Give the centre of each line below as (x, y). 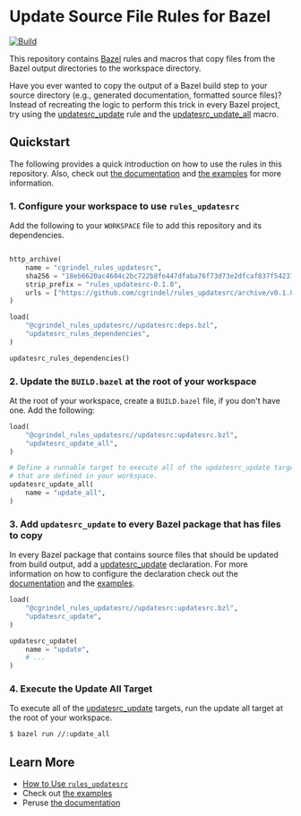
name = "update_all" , (65, 493)
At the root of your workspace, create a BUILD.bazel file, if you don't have (145, 400)
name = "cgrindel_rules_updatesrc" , (94, 267)
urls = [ (42, 293)
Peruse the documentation (71, 803)
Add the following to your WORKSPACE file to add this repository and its (136, 226)
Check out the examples (67, 794)
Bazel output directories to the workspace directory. (105, 68)
